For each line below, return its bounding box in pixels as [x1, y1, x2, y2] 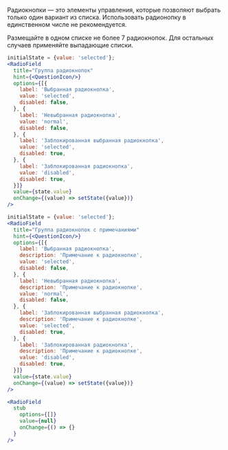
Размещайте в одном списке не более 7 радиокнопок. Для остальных [7, 34, 214, 42]
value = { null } [19, 418, 57, 425]
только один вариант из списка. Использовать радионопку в [7, 13, 187, 21]
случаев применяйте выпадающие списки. [7, 41, 134, 49]
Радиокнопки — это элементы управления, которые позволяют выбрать [7, 6, 221, 14]
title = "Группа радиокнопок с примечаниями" [13, 226, 139, 233]
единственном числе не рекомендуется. [7, 21, 127, 28]
